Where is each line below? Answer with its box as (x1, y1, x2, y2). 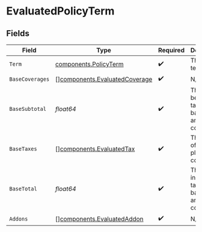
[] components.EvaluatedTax (55, 145, 135, 153)
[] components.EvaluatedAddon (55, 215, 144, 223)
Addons (9, 215, 28, 222)
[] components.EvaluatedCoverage (55, 75, 153, 83)
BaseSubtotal (9, 105, 47, 112)
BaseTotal (9, 186, 37, 192)
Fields (6, 28, 30, 39)
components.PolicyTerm (55, 60, 124, 68)
